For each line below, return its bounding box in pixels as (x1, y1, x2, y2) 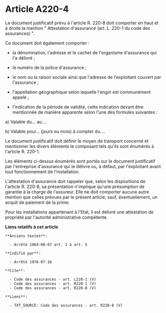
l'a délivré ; (12, 55, 35, 61)
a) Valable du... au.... (5, 119, 47, 125)
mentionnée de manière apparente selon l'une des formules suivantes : (12, 109, 158, 115)
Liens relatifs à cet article (5, 224, 58, 230)
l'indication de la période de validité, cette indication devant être (12, 104, 144, 110)
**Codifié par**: (5, 250, 41, 256)
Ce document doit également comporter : (5, 40, 90, 46)
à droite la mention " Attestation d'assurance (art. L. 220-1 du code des (5, 25, 150, 31)
